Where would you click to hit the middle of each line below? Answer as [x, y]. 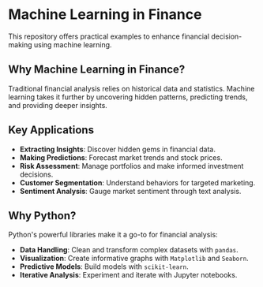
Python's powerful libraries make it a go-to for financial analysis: [113, 235]
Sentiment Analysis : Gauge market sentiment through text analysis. [130, 191]
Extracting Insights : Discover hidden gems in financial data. [117, 149]
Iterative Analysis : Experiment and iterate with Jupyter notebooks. [128, 275]
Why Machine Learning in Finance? [97, 70]
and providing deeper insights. [58, 105]
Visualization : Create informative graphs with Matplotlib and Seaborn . [134, 259]
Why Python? [42, 216]
